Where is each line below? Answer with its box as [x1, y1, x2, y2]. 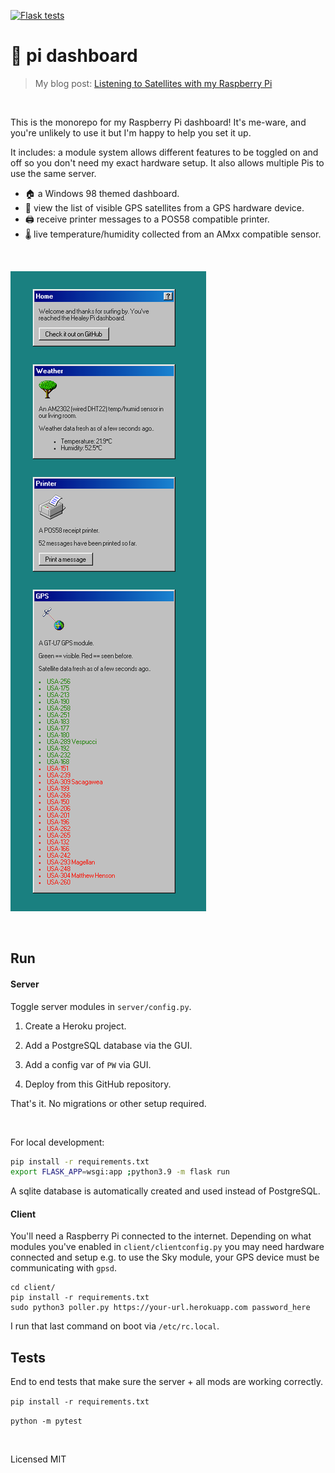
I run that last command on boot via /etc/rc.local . [10, 1320, 220, 1332]
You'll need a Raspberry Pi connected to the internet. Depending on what [10, 1230, 312, 1242]
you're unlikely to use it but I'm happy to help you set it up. [10, 126, 252, 139]
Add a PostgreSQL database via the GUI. [24, 1039, 193, 1051]
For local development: [10, 1136, 105, 1148]
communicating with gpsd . [10, 1262, 117, 1274]
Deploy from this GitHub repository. [24, 1078, 172, 1090]
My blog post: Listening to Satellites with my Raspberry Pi [34, 77, 273, 89]
